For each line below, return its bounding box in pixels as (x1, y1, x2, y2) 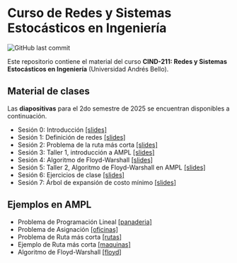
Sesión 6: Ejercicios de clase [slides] (17, 170, 125, 179)
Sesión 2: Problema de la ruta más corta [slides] (17, 140, 158, 149)
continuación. (7, 111, 47, 120)
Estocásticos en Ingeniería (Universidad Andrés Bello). (7, 65, 169, 73)
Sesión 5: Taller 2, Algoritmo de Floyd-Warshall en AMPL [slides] (17, 163, 206, 172)
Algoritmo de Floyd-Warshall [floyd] (17, 247, 122, 256)
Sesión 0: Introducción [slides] (17, 125, 108, 134)
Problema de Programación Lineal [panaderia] (17, 218, 152, 226)
